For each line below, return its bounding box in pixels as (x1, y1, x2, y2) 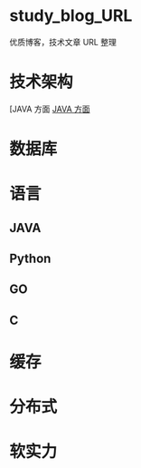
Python (9, 251, 52, 267)
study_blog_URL (9, 5, 133, 26)
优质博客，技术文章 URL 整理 (9, 36, 117, 47)
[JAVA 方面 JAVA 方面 (9, 103, 90, 114)
